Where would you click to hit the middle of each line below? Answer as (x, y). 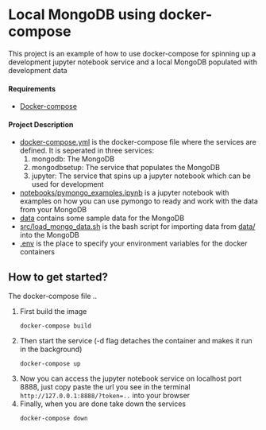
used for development (68, 184)
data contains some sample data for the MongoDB (102, 218)
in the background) (51, 349)
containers (37, 252)
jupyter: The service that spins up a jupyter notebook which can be (141, 176)
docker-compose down (54, 419)
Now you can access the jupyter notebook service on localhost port (131, 378)
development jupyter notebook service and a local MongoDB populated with (133, 62)
